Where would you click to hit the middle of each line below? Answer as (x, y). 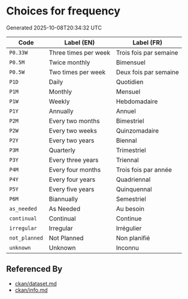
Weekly (59, 101)
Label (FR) (148, 42)
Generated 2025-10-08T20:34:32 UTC (54, 28)
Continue (129, 219)
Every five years (72, 189)
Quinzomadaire (137, 130)
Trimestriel (131, 150)
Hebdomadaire (137, 101)
